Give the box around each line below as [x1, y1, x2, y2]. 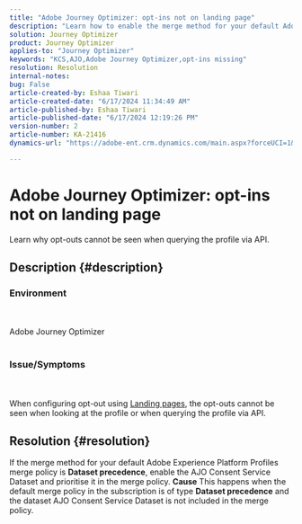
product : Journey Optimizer [9, 38, 115, 48]
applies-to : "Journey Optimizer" [9, 47, 135, 56]
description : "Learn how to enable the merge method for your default [9, 22, 280, 31]
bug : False [9, 80, 50, 89]
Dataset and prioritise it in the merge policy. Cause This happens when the [9, 476, 287, 487]
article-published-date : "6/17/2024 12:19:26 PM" [9, 113, 200, 122]
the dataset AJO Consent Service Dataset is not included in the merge [9, 495, 270, 506]
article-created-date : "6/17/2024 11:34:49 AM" [9, 96, 191, 106]
